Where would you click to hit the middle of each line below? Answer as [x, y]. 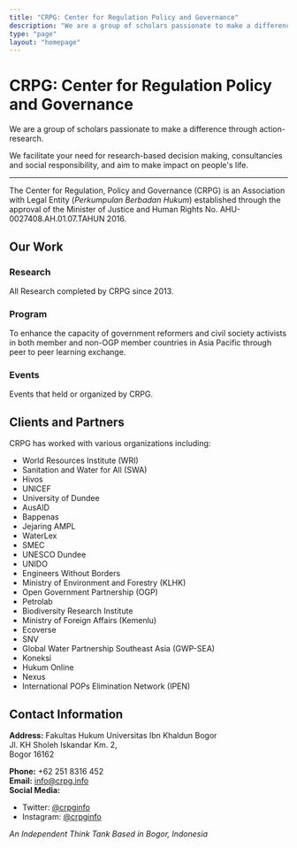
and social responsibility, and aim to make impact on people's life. [129, 166]
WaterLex [39, 536]
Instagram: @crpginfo [61, 817]
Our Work [36, 247]
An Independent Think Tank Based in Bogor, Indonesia [108, 834]
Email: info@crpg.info [49, 781]
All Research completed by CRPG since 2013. [91, 291]
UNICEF [36, 489]
